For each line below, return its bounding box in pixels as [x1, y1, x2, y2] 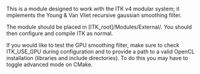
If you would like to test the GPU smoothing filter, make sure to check [6, 42, 180, 49]
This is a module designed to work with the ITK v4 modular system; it [6, 5, 180, 12]
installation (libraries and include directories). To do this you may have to [6, 55, 188, 61]
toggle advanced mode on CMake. [6, 61, 93, 68]
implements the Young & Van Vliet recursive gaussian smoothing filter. [6, 12, 182, 19]
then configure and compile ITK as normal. [6, 30, 114, 37]
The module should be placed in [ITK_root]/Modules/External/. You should [6, 24, 192, 30]
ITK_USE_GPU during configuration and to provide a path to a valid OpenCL [6, 48, 195, 55]
